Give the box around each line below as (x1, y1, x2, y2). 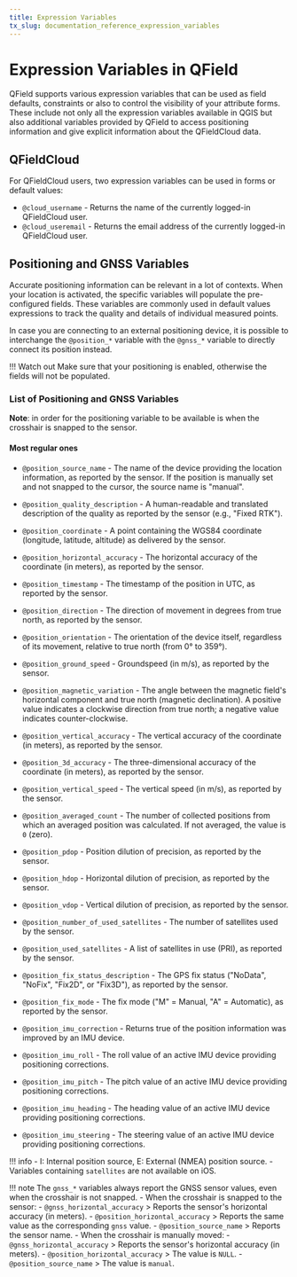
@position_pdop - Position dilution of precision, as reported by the (21, 846, 262, 857)
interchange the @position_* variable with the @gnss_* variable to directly (9, 334, 276, 346)
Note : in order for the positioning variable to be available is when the (9, 413, 260, 424)
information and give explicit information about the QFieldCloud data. (9, 126, 262, 137)
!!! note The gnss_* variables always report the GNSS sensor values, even (9, 1182, 277, 1193)
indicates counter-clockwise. (21, 713, 129, 724)
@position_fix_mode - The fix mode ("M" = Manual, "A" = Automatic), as (21, 996, 284, 1007)
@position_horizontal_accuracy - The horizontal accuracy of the (21, 552, 258, 562)
